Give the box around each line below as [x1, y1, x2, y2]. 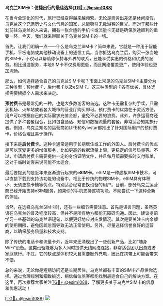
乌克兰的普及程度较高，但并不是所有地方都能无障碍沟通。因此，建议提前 [13, 210, 158, 216]
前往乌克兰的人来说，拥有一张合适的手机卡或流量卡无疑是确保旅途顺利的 [9, 27, 154, 33]
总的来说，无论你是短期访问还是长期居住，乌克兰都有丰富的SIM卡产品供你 [5, 267, 153, 273]
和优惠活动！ [5, 286, 31, 291]
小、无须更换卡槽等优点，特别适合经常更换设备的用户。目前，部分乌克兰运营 [5, 182, 158, 187]
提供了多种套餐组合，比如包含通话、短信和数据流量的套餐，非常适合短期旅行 [5, 119, 158, 124]
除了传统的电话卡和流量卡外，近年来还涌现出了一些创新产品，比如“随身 [5, 239, 147, 244]
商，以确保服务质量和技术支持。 [5, 228, 69, 234]
